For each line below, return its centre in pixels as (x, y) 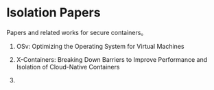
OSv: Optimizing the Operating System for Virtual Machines (100, 46)
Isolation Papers (53, 13)
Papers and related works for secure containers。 (77, 32)
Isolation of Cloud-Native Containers (68, 67)
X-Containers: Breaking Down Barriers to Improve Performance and (111, 59)
